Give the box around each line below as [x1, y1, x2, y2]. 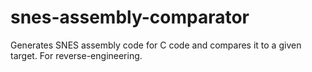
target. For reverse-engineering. [10, 49, 143, 61]
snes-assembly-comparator [10, 6, 250, 29]
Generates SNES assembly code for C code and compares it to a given [10, 39, 302, 51]
